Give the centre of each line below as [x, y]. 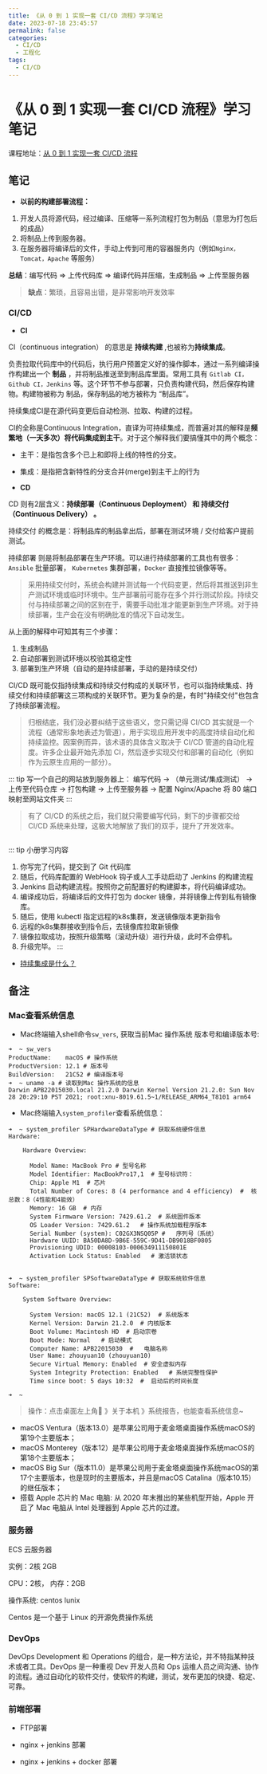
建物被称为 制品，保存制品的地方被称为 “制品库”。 [111, 393]
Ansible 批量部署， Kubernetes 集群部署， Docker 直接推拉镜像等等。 [120, 568]
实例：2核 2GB [33, 1566]
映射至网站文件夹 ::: [41, 799]
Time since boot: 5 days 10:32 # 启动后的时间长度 [114, 1381]
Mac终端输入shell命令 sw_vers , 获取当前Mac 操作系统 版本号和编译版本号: [139, 1034]
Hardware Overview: [55, 1151]
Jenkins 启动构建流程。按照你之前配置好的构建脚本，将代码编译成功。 [135, 887]
